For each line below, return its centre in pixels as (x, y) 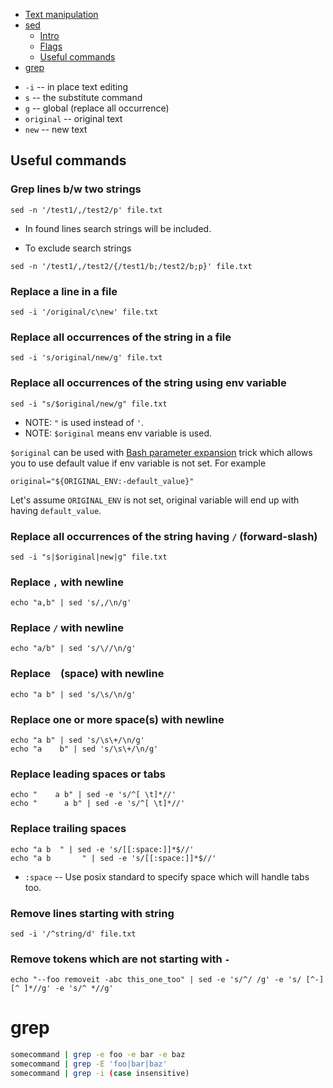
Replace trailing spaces (68, 829)
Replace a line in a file (64, 291)
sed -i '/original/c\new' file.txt (84, 312)
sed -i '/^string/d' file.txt (73, 934)
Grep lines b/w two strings (76, 189)
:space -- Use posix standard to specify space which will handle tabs (167, 876)
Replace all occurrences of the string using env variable (148, 383)
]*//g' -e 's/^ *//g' (68, 989)
